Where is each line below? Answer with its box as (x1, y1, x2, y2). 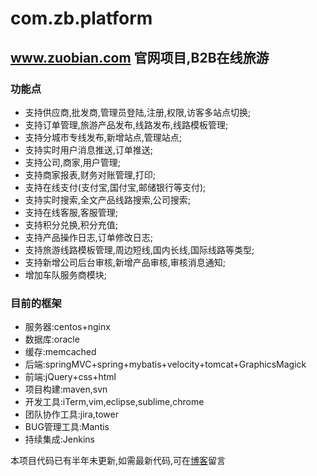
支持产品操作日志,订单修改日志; (24, 231, 154, 243)
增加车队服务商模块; (24, 268, 108, 281)
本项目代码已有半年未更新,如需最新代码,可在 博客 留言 (10, 455, 227, 467)
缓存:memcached (24, 346, 97, 358)
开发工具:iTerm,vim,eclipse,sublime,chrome (24, 396, 205, 408)
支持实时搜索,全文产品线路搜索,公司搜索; (24, 193, 192, 206)
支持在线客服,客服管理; (24, 206, 119, 218)
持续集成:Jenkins (24, 433, 95, 446)
